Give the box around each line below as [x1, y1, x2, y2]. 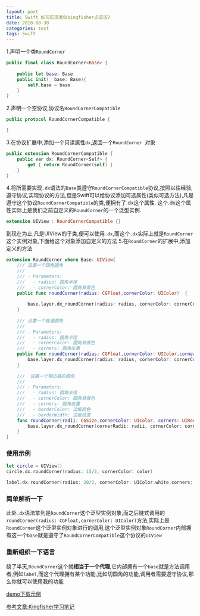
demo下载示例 [6, 590, 42, 598]
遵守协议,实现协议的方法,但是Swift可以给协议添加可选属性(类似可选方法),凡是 [6, 192, 194, 199]
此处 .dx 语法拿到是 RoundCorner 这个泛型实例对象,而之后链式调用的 [6, 509, 165, 517]
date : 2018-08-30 [6, 20, 49, 26]
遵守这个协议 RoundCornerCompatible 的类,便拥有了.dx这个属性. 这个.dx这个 [6, 199, 186, 206]
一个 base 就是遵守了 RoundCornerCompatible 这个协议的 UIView [16, 531, 162, 539]
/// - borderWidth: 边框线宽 [17, 412, 91, 418]
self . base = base [27, 82, 70, 88]
